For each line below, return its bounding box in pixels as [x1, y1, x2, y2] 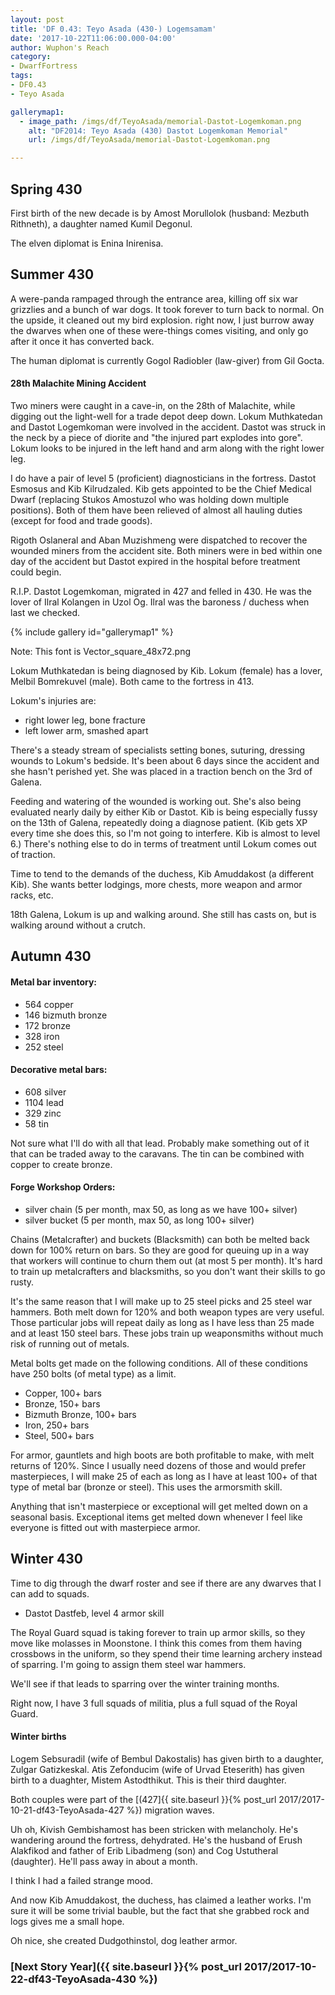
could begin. [10, 566, 62, 578]
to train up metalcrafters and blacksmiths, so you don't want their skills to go [10, 1265, 326, 1277]
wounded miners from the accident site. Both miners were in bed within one [10, 544, 323, 556]
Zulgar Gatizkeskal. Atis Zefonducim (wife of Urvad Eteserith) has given [10, 1763, 305, 1775]
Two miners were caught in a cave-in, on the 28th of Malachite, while [10, 399, 296, 411]
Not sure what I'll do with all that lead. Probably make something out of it [10, 1137, 310, 1149]
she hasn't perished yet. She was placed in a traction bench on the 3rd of [10, 765, 313, 777]
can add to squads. [10, 1587, 90, 1600]
